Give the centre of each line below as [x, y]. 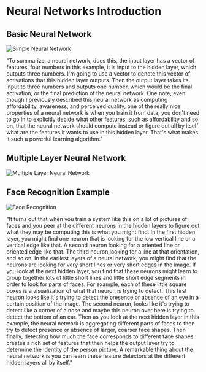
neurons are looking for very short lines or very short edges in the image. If [101, 265]
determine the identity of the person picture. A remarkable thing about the [100, 349]
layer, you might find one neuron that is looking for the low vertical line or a [101, 238]
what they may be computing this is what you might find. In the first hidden [101, 232]
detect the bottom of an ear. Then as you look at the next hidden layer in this [103, 317]
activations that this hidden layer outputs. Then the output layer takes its [97, 80]
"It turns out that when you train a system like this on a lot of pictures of [97, 219]
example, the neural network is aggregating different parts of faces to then [101, 323]
